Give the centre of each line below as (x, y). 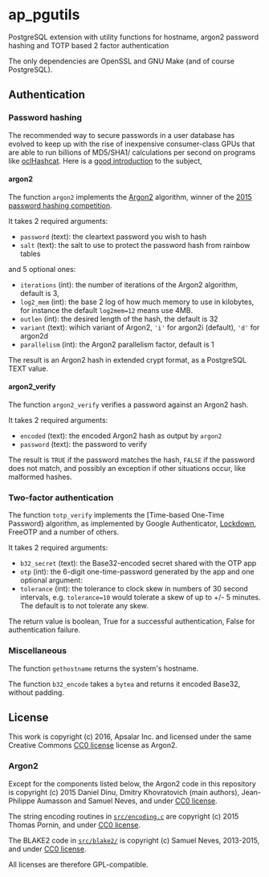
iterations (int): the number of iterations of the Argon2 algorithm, (129, 284)
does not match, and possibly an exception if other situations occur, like (127, 469)
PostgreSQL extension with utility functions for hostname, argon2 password (134, 37)
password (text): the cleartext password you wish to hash (113, 236)
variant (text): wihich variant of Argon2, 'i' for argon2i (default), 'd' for (140, 327)
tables (30, 254)
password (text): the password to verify (83, 445)
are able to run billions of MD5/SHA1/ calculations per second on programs (132, 152)
